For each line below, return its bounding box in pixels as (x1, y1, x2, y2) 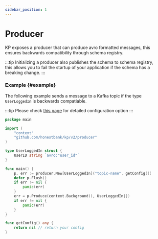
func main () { (5, 166, 34, 171)
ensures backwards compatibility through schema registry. (5, 49, 124, 55)
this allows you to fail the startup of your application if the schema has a (5, 64, 150, 70)
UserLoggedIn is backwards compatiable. (5, 98, 87, 104)
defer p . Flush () (14, 175, 47, 180)
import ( (5, 126, 23, 131)
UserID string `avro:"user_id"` (14, 153, 80, 158)
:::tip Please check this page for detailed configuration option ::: (5, 107, 133, 113)
